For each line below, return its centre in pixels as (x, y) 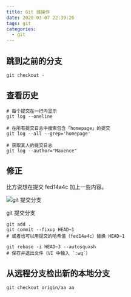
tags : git (19, 23)
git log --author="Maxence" (42, 151)
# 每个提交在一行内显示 (32, 111)
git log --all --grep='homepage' (49, 134)
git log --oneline (29, 116)
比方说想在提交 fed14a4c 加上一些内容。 (57, 187)
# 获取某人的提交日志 (29, 145)
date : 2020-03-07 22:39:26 (40, 18)
